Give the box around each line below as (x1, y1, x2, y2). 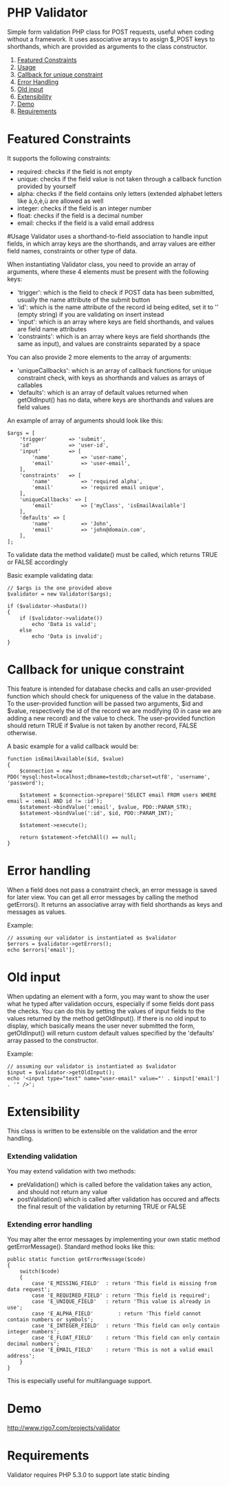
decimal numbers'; (7, 1340, 60, 1347)
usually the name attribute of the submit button (17, 295, 151, 304)
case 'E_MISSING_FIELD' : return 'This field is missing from (32, 1280, 217, 1287)
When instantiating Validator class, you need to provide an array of (7, 260, 196, 268)
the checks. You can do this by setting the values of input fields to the (7, 1006, 205, 1015)
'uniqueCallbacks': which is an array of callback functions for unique (17, 366, 212, 374)
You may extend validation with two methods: (7, 1166, 136, 1175)
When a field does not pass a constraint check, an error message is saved (7, 886, 217, 894)
